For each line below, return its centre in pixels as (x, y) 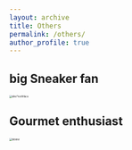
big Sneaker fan (54, 78)
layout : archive (39, 17)
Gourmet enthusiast (66, 121)
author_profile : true (49, 42)
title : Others (36, 26)
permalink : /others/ (48, 34)
